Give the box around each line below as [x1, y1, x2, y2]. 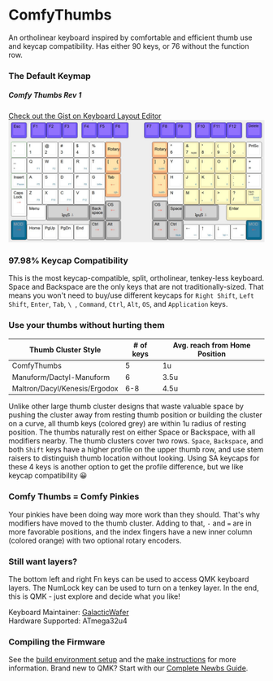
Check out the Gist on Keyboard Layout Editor [8, 111, 162, 120]
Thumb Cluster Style [29, 344, 102, 355]
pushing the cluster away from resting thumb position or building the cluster [8, 410, 262, 420]
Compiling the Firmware [8, 636, 106, 648]
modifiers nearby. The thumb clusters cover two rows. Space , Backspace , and [8, 436, 264, 446]
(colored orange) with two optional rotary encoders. [8, 535, 182, 545]
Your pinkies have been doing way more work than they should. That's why [8, 509, 260, 519]
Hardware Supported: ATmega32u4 [8, 616, 128, 626]
